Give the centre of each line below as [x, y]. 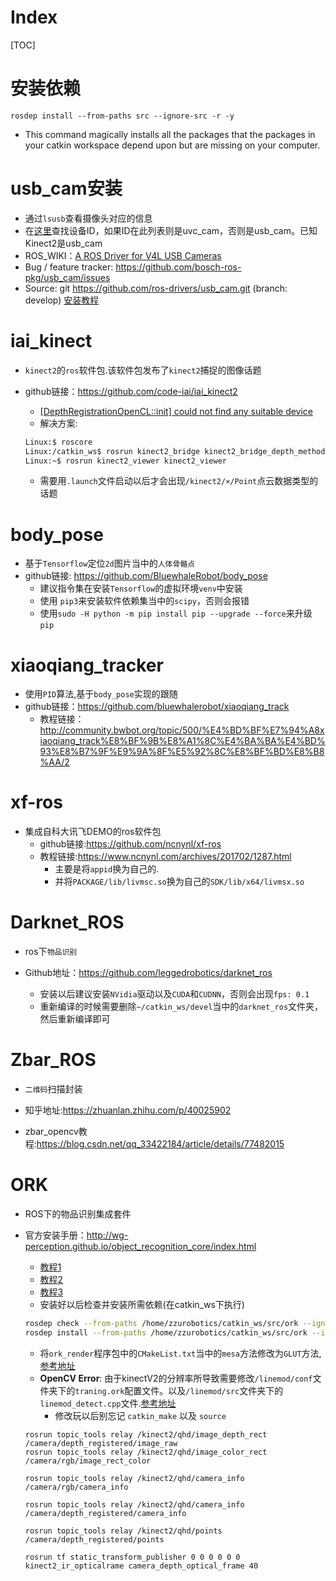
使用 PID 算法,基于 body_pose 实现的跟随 [101, 694]
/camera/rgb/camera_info [76, 1487]
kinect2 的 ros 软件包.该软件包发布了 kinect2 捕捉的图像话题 [143, 370]
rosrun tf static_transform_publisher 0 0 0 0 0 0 [132, 1557]
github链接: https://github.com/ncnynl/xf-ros [130, 844]
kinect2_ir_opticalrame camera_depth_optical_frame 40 [141, 1566]
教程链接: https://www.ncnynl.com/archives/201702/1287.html [165, 857]
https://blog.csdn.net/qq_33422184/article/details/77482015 [160, 1144]
